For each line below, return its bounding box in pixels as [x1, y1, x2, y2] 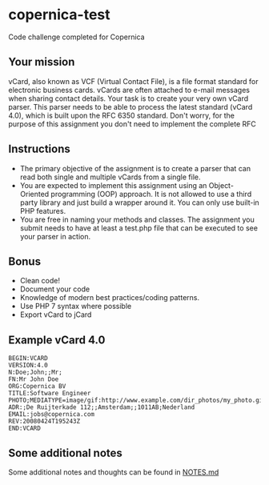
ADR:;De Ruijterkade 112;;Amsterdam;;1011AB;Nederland [8, 403, 195, 411]
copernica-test [8, 6, 110, 24]
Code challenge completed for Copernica [8, 32, 146, 42]
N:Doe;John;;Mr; [8, 368, 62, 377]
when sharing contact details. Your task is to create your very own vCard [8, 94, 249, 103]
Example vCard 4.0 [8, 333, 106, 347]
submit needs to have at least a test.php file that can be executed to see [19, 222, 259, 233]
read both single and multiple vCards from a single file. [19, 172, 202, 182]
